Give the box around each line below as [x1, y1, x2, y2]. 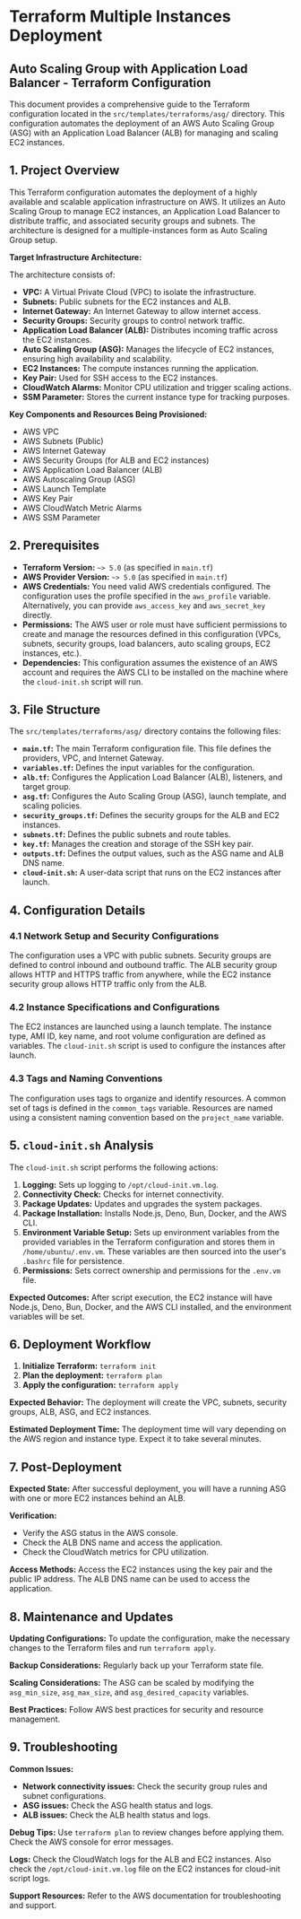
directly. [21, 609, 53, 620]
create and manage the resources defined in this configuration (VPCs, [21, 628, 281, 639]
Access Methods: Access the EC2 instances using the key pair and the [9, 1564, 273, 1575]
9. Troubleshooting [9, 1740, 118, 1755]
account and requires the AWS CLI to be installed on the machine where [21, 667, 288, 677]
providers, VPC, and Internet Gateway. [21, 753, 164, 763]
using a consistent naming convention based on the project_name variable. [9, 1112, 285, 1122]
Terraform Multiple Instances [9, 6, 231, 27]
